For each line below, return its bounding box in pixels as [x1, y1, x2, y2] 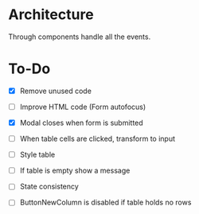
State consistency [19, 181, 80, 192]
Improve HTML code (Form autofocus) [19, 102, 146, 111]
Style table [19, 150, 56, 160]
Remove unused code [19, 86, 92, 95]
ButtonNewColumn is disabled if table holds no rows [19, 197, 192, 208]
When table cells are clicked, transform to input [19, 134, 176, 144]
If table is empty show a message [19, 165, 131, 176]
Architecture [8, 6, 94, 24]
